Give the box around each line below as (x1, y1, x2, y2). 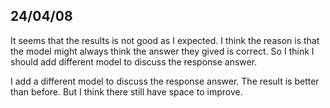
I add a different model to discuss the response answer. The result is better (10, 75, 320, 87)
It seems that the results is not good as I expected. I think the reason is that (10, 34, 320, 46)
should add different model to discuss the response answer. (10, 55, 258, 68)
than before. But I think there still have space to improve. (10, 85, 243, 98)
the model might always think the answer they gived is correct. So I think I (10, 45, 315, 57)
